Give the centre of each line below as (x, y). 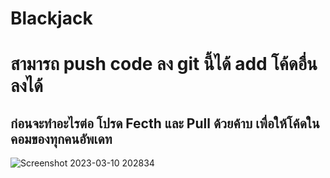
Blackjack (51, 18)
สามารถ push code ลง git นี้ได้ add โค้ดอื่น (164, 64)
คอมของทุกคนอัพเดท (61, 138)
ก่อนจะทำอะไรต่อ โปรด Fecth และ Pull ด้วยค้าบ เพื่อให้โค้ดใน (165, 123)
